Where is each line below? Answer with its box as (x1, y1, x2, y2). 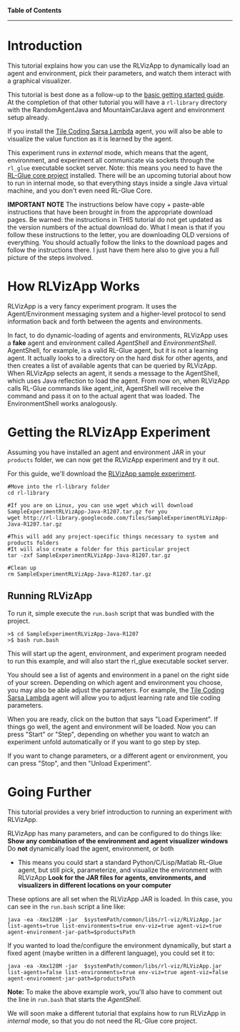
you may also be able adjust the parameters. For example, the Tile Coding (7, 686, 225, 694)
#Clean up (7, 564, 37, 571)
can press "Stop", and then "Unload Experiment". (7, 758, 152, 767)
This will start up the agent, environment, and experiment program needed (7, 649, 226, 658)
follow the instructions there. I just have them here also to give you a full (7, 246, 219, 254)
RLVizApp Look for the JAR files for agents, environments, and (17, 873, 206, 881)
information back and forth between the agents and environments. (7, 317, 203, 326)
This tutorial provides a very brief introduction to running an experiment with (7, 807, 232, 816)
